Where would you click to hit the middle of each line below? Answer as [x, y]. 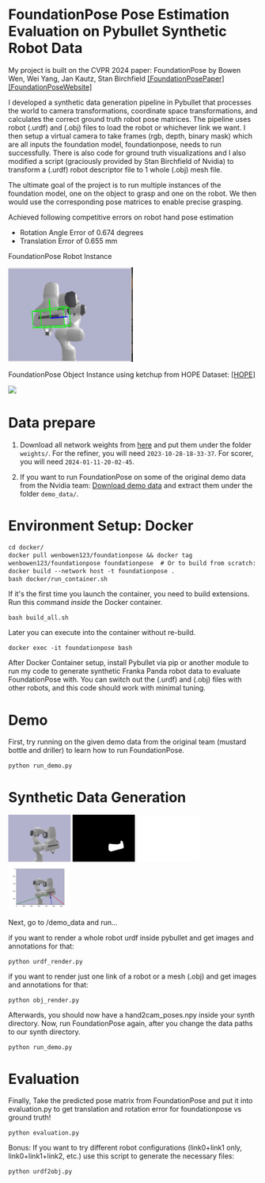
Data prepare [52, 422]
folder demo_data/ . [49, 493]
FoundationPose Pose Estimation [119, 15]
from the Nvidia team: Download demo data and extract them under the [136, 485]
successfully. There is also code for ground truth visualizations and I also [127, 153]
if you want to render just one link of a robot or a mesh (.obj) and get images [132, 976]
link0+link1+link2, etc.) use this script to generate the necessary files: [121, 1156]
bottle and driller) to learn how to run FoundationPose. [96, 751]
